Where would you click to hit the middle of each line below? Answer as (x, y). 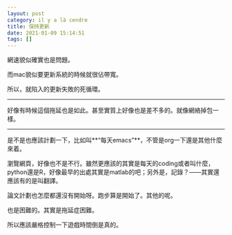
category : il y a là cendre (48, 20)
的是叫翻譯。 (43, 181)
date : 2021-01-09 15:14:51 (46, 33)
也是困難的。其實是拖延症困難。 (52, 210)
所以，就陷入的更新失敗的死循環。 (56, 89)
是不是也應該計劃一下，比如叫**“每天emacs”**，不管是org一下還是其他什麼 (115, 140)
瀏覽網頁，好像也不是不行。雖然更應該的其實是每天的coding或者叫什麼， (111, 164)
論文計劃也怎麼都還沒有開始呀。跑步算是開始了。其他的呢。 (92, 196)
